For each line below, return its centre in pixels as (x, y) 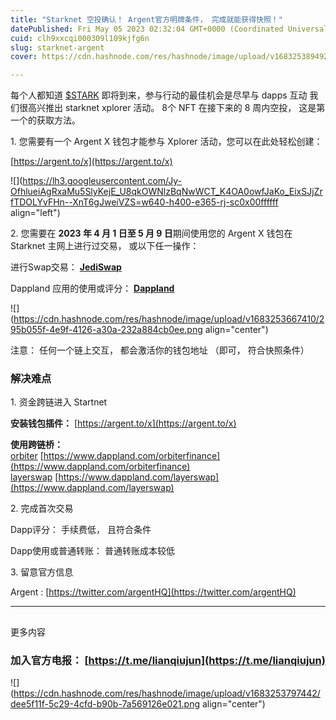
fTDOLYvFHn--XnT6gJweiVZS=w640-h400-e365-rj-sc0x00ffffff (144, 202)
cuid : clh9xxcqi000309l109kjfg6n (80, 38)
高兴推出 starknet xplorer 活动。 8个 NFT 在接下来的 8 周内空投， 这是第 (176, 108)
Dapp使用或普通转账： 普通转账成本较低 (93, 551)
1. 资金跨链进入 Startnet (59, 402)
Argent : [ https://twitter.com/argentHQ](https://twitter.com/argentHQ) (153, 592)
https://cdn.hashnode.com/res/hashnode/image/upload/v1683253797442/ (167, 693)
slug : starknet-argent (57, 47)
